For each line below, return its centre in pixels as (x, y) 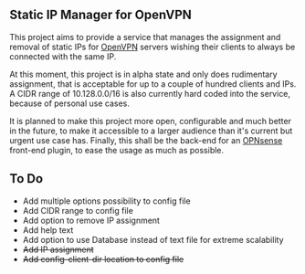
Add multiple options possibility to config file (106, 201)
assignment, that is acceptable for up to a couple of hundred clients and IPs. (153, 84)
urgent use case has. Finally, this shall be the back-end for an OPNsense (146, 140)
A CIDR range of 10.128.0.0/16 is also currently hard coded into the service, (150, 93)
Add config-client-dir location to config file (103, 258)
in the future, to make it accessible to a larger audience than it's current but (151, 131)
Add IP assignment (58, 249)
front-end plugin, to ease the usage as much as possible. (117, 150)
